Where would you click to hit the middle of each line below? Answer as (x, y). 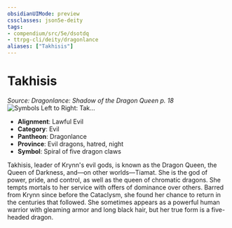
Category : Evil (38, 129)
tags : (15, 27)
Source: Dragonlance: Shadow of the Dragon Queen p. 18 (90, 100)
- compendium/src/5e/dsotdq (48, 33)
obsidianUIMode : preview (43, 14)
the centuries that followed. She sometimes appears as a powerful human (114, 202)
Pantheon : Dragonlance (52, 136)
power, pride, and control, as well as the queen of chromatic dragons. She (114, 180)
